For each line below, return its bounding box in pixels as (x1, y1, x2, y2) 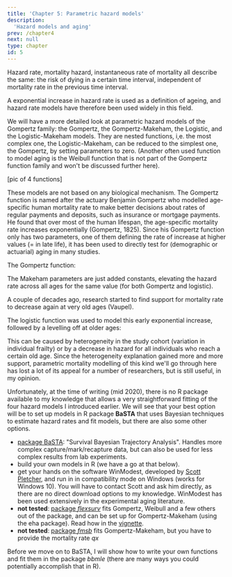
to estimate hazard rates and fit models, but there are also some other (7, 416, 207, 425)
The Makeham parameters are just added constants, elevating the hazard (7, 274, 217, 282)
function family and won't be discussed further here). (7, 161, 160, 170)
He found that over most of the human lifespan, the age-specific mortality (7, 218, 219, 226)
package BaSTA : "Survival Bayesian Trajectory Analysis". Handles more (17, 437, 222, 446)
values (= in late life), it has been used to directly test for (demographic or (7, 240, 218, 248)
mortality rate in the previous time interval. (7, 83, 129, 91)
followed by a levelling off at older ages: (7, 323, 122, 332)
